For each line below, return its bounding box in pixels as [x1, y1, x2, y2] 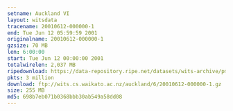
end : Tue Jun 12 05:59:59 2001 [7, 29, 98, 37]
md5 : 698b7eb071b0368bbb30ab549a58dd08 [7, 94, 123, 101]
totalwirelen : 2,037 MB [7, 61, 76, 68]
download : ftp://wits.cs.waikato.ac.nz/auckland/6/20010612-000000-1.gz [7, 81, 222, 88]
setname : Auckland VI [7, 10, 70, 17]
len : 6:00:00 [7, 49, 45, 56]
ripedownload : [7, 68, 49, 74]
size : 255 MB [7, 87, 45, 94]
